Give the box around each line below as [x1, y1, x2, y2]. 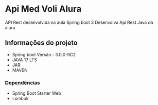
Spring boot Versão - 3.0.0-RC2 [12, 52, 76, 57]
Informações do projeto [5, 39, 78, 47]
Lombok [12, 96, 29, 102]
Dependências [5, 79, 40, 86]
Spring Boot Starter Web [12, 90, 62, 96]
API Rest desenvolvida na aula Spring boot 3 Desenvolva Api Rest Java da [5, 19, 153, 25]
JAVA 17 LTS [12, 57, 37, 63]
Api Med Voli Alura [5, 3, 82, 15]
